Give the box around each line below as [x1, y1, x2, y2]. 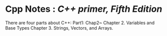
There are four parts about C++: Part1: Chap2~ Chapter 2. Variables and [5, 20, 155, 26]
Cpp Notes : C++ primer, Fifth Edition [5, 3, 162, 15]
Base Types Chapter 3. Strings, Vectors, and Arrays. [5, 25, 113, 31]
